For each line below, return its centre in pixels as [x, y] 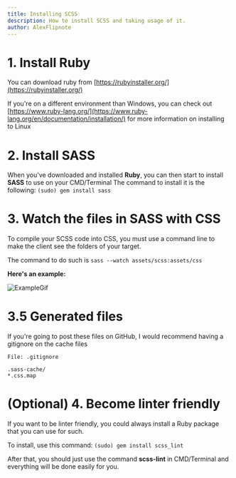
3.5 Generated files [65, 316]
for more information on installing [176, 119]
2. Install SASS [52, 155]
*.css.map [22, 376]
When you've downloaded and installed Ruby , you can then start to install [116, 175]
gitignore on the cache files [47, 344]
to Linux [19, 126]
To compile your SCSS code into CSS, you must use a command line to [111, 239]
